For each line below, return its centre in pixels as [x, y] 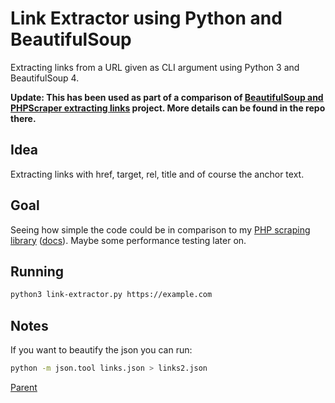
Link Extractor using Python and [146, 18]
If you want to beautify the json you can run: [101, 350]
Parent [24, 387]
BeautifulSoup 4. [45, 78]
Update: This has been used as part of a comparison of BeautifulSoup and [167, 97]
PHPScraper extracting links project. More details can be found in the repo [168, 108]
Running [37, 271]
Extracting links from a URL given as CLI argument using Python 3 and [155, 67]
